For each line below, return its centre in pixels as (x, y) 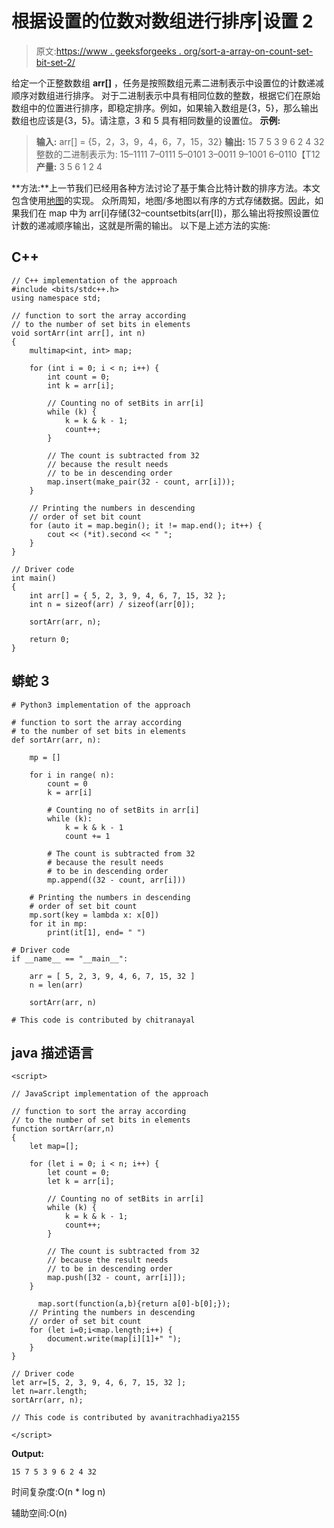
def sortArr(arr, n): (56, 740)
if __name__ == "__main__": (70, 958)
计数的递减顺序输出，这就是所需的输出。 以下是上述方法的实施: (141, 225)
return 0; (50, 639)
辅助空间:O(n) (39, 1513)
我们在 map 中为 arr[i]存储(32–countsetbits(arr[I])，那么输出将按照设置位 (169, 213)
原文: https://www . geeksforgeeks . (108, 51)
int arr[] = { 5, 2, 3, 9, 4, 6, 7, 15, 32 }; (128, 595)
